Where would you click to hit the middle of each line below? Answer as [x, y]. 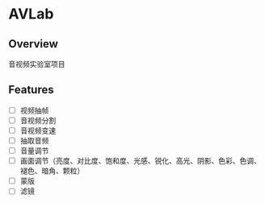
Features [31, 90]
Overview [34, 44]
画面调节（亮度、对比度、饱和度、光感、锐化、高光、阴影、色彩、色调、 [140, 161]
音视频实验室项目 [37, 64]
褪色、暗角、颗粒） [52, 171]
